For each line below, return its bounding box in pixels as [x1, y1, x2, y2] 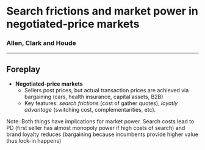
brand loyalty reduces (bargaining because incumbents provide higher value [6, 131, 198, 138]
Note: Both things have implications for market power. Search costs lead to [6, 118, 195, 125]
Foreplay [6, 64, 41, 74]
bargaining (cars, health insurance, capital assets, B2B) [24, 93, 164, 101]
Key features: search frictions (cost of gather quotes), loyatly [24, 100, 178, 107]
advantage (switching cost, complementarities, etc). [24, 106, 156, 114]
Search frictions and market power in [6, 4, 198, 18]
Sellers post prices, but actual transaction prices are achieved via [24, 87, 189, 94]
